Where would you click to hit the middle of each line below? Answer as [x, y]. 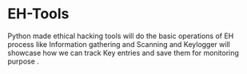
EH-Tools [38, 14]
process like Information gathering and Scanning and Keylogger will [119, 44]
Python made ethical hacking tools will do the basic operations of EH [121, 36]
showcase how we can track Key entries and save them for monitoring [123, 53]
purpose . [23, 61]
